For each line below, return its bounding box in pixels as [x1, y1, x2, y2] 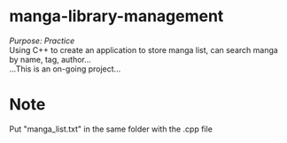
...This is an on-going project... [9, 64, 121, 74]
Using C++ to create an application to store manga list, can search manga [9, 44, 279, 55]
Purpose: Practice [9, 35, 75, 46]
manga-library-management [9, 6, 224, 26]
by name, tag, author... [9, 54, 91, 64]
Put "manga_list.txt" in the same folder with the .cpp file [9, 124, 213, 134]
